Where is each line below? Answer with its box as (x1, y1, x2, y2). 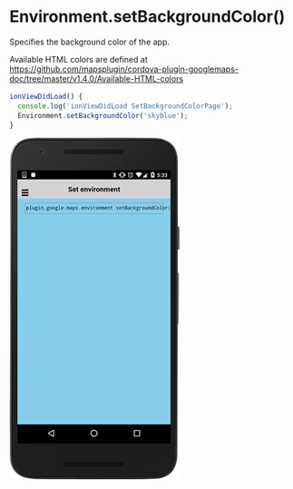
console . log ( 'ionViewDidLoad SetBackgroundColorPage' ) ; (17, 102, 233, 111)
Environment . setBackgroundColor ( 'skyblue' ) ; (17, 111, 189, 120)
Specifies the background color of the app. (9, 36, 171, 47)
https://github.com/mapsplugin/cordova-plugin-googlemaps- (9, 64, 239, 74)
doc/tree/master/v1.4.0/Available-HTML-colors (9, 73, 184, 83)
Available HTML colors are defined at (9, 54, 148, 64)
